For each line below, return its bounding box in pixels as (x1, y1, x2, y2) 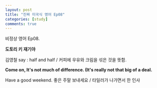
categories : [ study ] (5, 16, 48, 21)
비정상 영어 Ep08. (5, 35, 40, 41)
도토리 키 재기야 (5, 46, 36, 52)
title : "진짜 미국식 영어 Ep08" (5, 12, 65, 17)
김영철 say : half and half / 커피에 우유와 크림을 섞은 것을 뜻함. (5, 57, 127, 63)
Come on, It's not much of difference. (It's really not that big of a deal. (5, 67, 153, 73)
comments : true (5, 21, 37, 26)
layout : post (5, 7, 32, 12)
